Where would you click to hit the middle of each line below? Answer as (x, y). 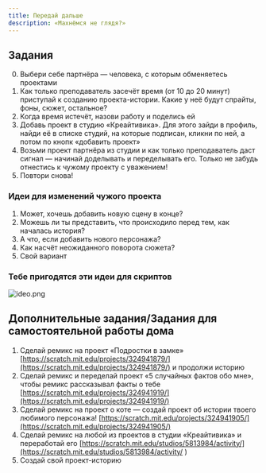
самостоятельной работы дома (91, 331)
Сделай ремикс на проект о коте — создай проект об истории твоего (138, 409)
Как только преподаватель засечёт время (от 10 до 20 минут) (125, 91)
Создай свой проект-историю (70, 460)
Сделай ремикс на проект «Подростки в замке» (102, 350)
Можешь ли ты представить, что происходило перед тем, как (125, 222)
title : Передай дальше (46, 16)
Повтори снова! (46, 176)
